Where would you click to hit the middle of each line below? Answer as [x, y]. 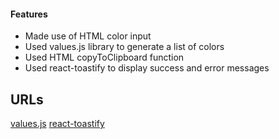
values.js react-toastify [57, 124]
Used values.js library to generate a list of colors [124, 47]
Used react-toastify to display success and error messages [147, 68]
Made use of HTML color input [88, 36]
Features [29, 14]
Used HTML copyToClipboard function [104, 57]
